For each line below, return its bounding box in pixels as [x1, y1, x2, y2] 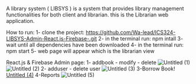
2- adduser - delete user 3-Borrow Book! [41, 65, 175, 72]
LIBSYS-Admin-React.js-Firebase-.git [6, 35, 97, 42]
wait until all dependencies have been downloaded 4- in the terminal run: [6, 41, 184, 48]
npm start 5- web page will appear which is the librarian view [6, 48, 155, 55]
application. [6, 18, 35, 24]
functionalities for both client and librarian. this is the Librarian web [6, 11, 169, 18]
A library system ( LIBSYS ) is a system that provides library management [6, 5, 184, 12]
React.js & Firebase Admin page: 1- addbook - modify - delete [6, 59, 156, 66]
